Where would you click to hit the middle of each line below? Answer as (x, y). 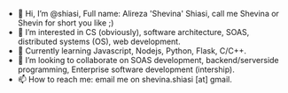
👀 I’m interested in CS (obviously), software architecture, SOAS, (133, 32)
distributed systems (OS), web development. (99, 41)
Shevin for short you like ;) (66, 23)
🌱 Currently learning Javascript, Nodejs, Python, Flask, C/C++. (132, 51)
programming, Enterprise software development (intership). (126, 69)
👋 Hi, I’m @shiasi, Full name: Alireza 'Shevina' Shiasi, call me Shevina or (148, 14)
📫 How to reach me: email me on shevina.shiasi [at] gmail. (125, 79)
